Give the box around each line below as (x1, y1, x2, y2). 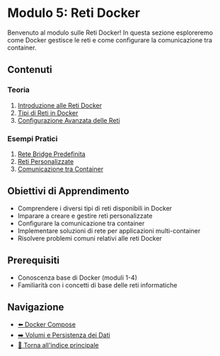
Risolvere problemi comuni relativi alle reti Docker (17, 234, 163, 242)
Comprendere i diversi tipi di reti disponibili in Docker (17, 203, 173, 213)
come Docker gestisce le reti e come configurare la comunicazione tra (7, 35, 212, 44)
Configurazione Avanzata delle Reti (17, 116, 120, 124)
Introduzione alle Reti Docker (17, 101, 103, 109)
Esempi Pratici (7, 133, 58, 143)
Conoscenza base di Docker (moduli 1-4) (17, 273, 138, 282)
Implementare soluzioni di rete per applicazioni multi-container (17, 226, 201, 235)
